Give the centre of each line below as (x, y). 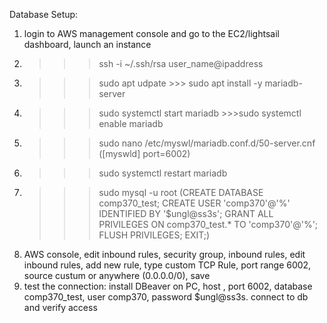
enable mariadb (131, 123)
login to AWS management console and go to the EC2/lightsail (151, 33)
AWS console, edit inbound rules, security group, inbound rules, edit (164, 254)
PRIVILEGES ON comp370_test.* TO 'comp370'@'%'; (208, 224)
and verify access (60, 307)
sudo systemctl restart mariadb (163, 173)
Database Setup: (44, 14)
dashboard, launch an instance (87, 44)
